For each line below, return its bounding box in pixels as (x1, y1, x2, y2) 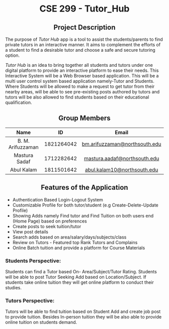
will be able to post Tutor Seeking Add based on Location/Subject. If (5, 274, 147, 280)
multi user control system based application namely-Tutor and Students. (5, 78, 154, 84)
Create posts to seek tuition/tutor (12, 223, 81, 229)
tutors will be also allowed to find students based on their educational (5, 94, 149, 100)
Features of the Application (41, 183, 128, 192)
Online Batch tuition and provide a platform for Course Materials (12, 245, 145, 251)
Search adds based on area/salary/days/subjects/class (12, 234, 127, 240)
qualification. (5, 99, 32, 105)
